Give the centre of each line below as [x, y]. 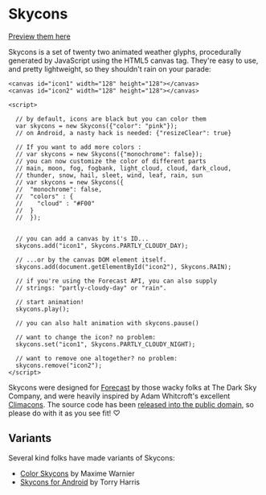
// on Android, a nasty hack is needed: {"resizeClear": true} [123, 133]
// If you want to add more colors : [79, 147]
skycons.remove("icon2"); [59, 365]
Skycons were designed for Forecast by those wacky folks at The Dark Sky [133, 387]
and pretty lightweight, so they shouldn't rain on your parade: [110, 68]
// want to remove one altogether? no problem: [97, 358]
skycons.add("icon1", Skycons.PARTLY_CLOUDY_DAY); [102, 245]
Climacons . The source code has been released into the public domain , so [131, 404]
